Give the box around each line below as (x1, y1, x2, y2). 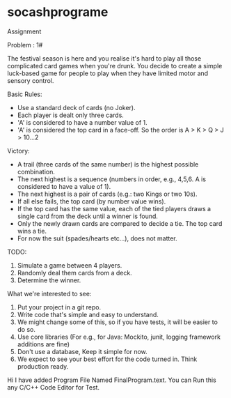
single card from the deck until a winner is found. (17, 212, 159, 220)
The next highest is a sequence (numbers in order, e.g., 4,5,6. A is (17, 175, 207, 183)
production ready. (17, 362, 69, 370)
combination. (17, 167, 56, 176)
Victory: (7, 146, 30, 155)
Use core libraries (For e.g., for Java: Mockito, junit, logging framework (17, 332, 221, 341)
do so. (17, 325, 36, 333)
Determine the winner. (17, 276, 81, 284)
